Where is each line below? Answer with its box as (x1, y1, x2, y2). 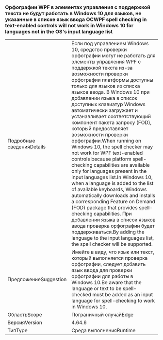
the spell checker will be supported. (71, 241, 153, 248)
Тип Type (7, 327, 28, 334)
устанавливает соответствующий (71, 113, 151, 120)
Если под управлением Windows (71, 40, 149, 47)
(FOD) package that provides (71, 204, 138, 211)
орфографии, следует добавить (71, 261, 146, 268)
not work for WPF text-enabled (71, 150, 143, 157)
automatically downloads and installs (71, 192, 156, 199)
